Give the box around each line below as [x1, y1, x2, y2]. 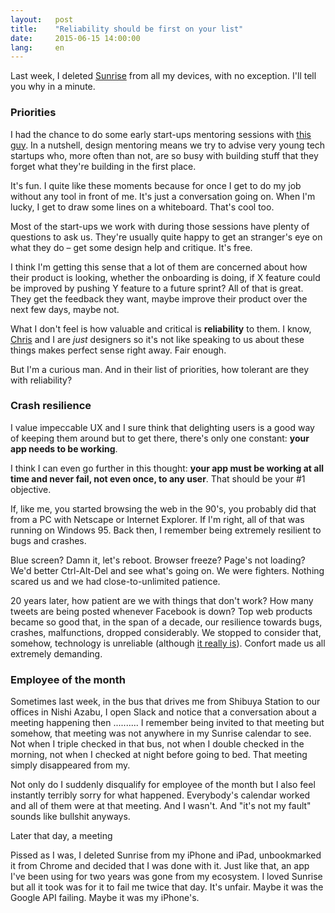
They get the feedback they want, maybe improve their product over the [10, 292, 308, 305]
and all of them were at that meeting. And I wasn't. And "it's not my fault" [10, 800, 312, 812]
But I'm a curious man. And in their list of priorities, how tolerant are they [10, 363, 310, 375]
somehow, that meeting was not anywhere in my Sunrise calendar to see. [10, 727, 312, 740]
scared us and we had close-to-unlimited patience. [10, 575, 221, 587]
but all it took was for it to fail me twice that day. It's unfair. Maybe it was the [10, 881, 324, 893]
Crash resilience [10, 399, 92, 413]
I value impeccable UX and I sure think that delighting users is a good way [10, 421, 315, 433]
